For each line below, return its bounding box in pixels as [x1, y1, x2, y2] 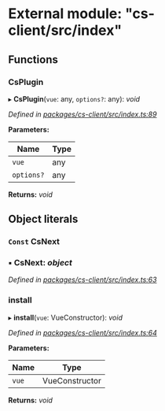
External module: [8, 5, 123, 23]
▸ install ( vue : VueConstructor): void [8, 313, 123, 322]
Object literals [8, 213, 79, 226]
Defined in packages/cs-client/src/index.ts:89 [8, 109, 157, 119]
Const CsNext [8, 236, 60, 247]
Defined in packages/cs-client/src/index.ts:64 [8, 328, 157, 337]
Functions [8, 53, 59, 66]
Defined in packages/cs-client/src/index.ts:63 [8, 275, 157, 284]
